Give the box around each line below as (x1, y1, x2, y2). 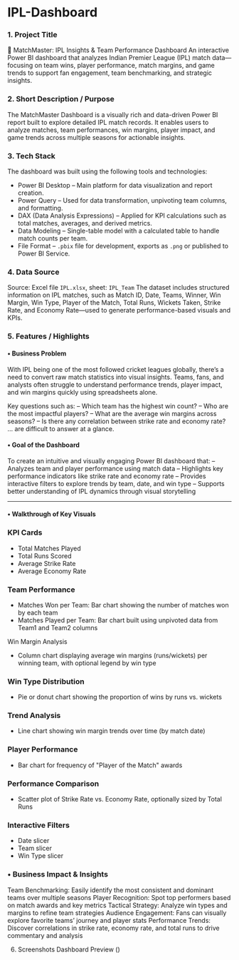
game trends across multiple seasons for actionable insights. (7, 133, 186, 141)
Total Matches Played (17, 544, 82, 552)
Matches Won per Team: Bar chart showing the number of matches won (17, 600, 229, 609)
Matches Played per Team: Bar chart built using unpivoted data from (17, 615, 218, 625)
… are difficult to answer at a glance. (7, 424, 115, 433)
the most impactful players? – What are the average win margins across (7, 409, 217, 418)
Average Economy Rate (17, 567, 87, 575)
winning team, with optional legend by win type (17, 658, 156, 667)
